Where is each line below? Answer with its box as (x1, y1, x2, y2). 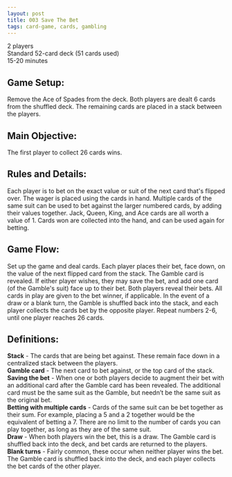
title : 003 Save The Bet (7, 17, 79, 24)
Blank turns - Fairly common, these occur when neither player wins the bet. (7, 447, 224, 456)
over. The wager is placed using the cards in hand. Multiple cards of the (7, 194, 213, 202)
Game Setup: (7, 77, 64, 89)
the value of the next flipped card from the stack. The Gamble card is (7, 269, 204, 278)
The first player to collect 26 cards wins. (7, 148, 123, 156)
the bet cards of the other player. (7, 462, 102, 471)
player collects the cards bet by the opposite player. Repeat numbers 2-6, (7, 306, 217, 314)
